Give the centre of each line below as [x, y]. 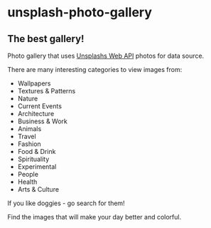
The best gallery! [46, 39]
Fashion [29, 144]
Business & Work [42, 121]
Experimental [37, 167]
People [28, 174]
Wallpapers [34, 83]
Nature [28, 98]
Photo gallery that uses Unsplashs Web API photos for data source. [106, 56]
